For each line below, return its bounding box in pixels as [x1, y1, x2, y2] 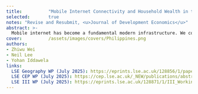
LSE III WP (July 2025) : [11, 79, 72, 85]
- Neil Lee [6, 52, 33, 58]
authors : [6, 41, 28, 47]
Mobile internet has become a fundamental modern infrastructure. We [11, 30, 186, 36]
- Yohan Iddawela [6, 57, 49, 63]
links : [6, 62, 22, 69]
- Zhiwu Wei [6, 47, 35, 53]
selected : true [6, 14, 60, 20]
